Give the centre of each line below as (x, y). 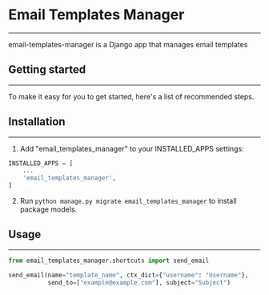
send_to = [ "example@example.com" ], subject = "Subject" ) (139, 282)
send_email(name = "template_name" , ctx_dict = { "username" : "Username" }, (128, 275)
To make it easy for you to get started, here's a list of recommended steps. (131, 96)
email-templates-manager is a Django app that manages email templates (128, 44)
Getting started (47, 70)
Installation (37, 122)
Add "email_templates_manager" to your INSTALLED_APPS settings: (132, 148)
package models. (48, 209)
